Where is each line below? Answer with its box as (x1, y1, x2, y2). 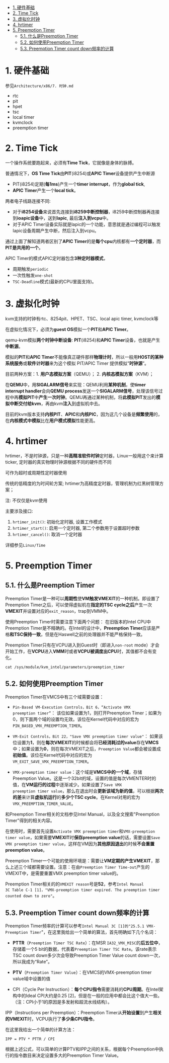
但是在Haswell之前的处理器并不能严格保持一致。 (45, 631, 145, 637)
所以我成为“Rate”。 (12, 959, 53, 965)
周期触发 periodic (12, 266, 49, 272)
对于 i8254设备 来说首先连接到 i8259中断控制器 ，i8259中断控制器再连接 (12, 208, 160, 215)
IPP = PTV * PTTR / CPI (5, 1037, 55, 1042)
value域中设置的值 (12, 975, 51, 982)
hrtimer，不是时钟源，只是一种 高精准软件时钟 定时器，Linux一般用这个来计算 (5, 452, 163, 459)
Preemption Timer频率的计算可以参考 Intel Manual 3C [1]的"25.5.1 (5, 923, 144, 929)
